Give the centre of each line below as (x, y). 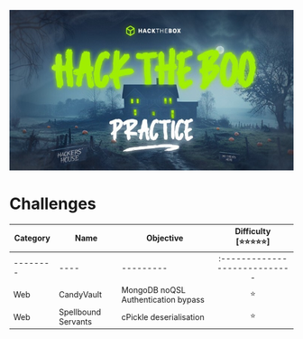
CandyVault (80, 295)
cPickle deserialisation (163, 316)
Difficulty (253, 231)
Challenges (53, 204)
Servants (75, 322)
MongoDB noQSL (154, 289)
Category (32, 238)
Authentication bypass (163, 299)
